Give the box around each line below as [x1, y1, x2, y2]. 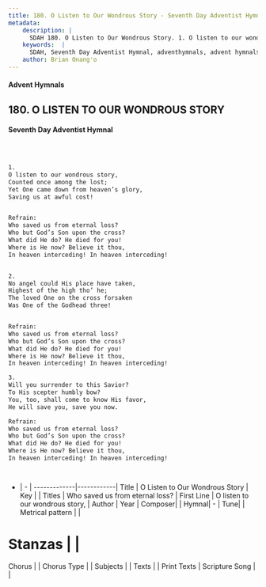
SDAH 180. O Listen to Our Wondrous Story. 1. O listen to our [28, 33, 243, 42]
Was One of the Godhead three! [8, 301, 112, 309]
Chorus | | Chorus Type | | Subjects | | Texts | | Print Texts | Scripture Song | [8, 561, 256, 570]
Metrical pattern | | [19, 507, 82, 517]
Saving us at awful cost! [8, 193, 93, 201]
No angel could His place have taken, [8, 279, 136, 287]
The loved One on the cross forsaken [8, 294, 133, 302]
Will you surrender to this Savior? [8, 381, 129, 389]
